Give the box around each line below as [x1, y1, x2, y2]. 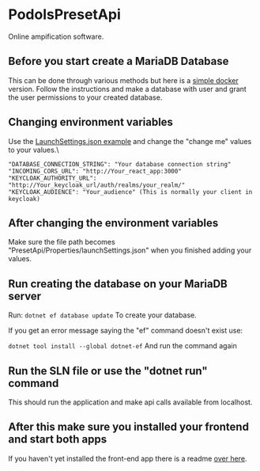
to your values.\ [8, 145, 59, 154]
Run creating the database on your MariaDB [8, 277, 228, 291]
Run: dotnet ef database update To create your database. [8, 310, 198, 320]
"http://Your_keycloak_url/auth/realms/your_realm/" [8, 180, 186, 189]
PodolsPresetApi [8, 6, 121, 24]
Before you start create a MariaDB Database [8, 55, 229, 68]
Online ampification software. [8, 32, 104, 41]
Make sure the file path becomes [8, 237, 116, 247]
